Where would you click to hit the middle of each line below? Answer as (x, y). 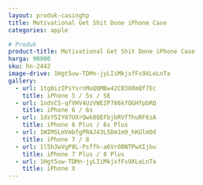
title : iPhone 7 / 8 (56, 139)
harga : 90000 (30, 59)
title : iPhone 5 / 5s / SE (66, 95)
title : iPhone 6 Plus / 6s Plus (75, 125)
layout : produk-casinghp (49, 15)
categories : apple (38, 30)
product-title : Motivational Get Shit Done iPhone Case (101, 52)
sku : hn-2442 (30, 67)
